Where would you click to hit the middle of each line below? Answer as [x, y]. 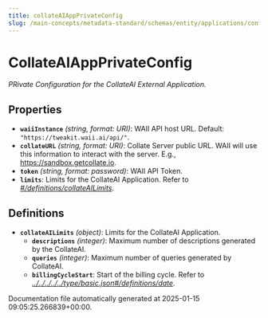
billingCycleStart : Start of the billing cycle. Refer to [118, 275]
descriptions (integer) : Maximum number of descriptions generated [144, 241]
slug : [17, 23]
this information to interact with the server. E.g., [98, 154]
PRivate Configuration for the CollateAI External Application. [107, 84]
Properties [35, 110]
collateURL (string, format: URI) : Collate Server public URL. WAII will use [138, 146]
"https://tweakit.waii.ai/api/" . [75, 137]
